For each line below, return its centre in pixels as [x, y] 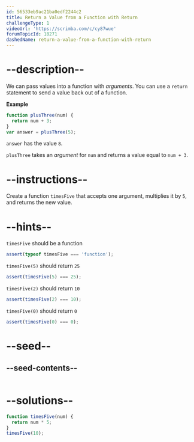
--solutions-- [40, 401]
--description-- [46, 69]
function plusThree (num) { [40, 115]
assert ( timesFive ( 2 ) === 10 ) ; [44, 299]
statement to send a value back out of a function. [67, 92]
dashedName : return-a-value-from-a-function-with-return [79, 40]
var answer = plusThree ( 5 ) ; [41, 132]
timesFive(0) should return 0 [42, 311]
